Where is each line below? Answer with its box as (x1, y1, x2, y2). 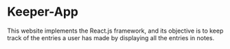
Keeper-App (7, 4, 79, 20)
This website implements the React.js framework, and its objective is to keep (7, 27, 224, 35)
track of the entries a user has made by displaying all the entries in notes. (7, 33, 215, 42)
